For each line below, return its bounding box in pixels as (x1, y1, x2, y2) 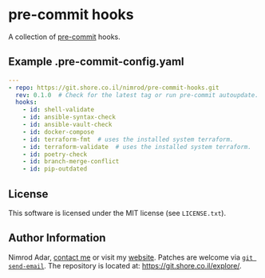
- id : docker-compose (22, 127, 94, 136)
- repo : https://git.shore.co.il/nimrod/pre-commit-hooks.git (8, 84, 220, 92)
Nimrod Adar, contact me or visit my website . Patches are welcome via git (8, 253, 254, 262)
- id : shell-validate (22, 106, 94, 114)
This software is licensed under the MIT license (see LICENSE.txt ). (8, 208, 226, 217)
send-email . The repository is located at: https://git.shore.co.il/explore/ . (8, 260, 242, 270)
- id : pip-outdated (22, 165, 88, 173)
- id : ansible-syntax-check (22, 113, 116, 121)
